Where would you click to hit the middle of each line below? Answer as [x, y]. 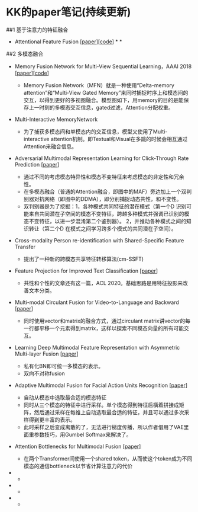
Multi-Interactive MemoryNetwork [56, 119]
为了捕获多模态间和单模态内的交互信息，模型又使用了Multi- [95, 132]
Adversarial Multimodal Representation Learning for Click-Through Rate [102, 158]
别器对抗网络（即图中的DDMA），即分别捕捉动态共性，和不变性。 [103, 199]
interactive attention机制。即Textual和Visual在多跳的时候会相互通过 [106, 139]
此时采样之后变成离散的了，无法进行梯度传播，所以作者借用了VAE [104, 427]
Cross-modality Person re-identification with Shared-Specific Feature [99, 240]
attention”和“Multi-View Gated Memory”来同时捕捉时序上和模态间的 [106, 92]
